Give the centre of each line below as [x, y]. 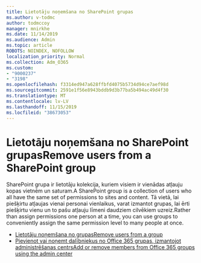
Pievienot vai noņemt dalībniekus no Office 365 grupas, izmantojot [98, 241]
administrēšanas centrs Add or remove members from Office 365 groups [105, 247]
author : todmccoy [28, 23]
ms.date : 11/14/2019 [32, 34]
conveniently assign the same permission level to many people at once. [95, 223]
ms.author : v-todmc [31, 17]
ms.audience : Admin [31, 40]
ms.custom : [20, 68]
